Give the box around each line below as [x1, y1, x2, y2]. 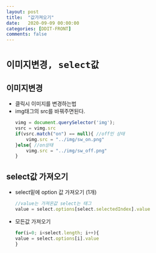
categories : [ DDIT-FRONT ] [6, 25, 71, 32]
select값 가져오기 [6, 171, 69, 181]
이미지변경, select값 [6, 60, 99, 71]
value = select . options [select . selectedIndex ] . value [14, 206, 151, 212]
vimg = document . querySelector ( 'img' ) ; [14, 120, 116, 126]
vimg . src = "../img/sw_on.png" [26, 136, 105, 142]
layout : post [6, 8, 39, 15]
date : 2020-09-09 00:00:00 [6, 20, 80, 26]
